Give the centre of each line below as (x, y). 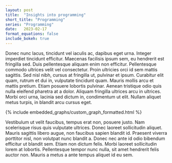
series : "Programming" (30, 24)
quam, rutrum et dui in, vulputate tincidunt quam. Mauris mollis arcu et (80, 80)
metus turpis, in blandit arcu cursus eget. (49, 102)
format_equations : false (32, 34)
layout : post (19, 10)
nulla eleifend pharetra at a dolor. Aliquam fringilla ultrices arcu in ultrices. (83, 91)
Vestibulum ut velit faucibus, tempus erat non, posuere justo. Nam (75, 122)
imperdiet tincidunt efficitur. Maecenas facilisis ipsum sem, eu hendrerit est (85, 58)
